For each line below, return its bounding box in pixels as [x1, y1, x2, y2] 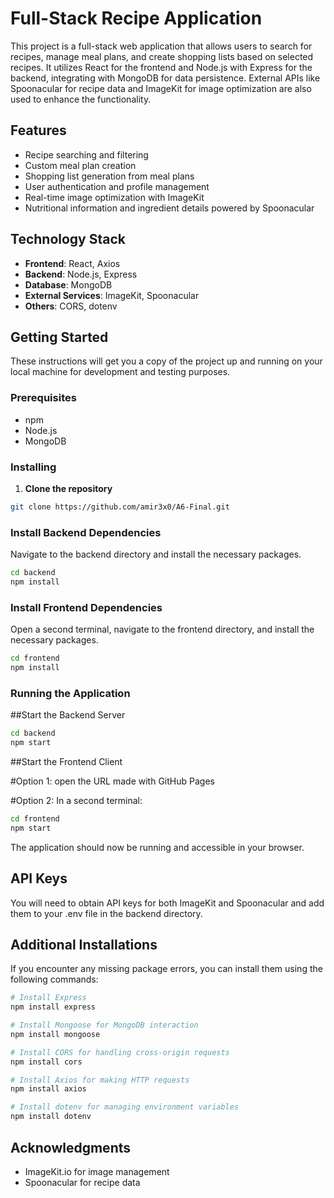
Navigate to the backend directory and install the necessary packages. [10, 548, 302, 561]
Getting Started [10, 328, 109, 346]
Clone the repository [24, 482, 113, 494]
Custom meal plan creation [24, 159, 137, 171]
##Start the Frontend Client [10, 755, 123, 767]
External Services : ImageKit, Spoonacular [24, 289, 200, 301]
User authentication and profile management [24, 180, 210, 192]
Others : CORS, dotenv [24, 300, 118, 312]
